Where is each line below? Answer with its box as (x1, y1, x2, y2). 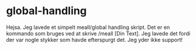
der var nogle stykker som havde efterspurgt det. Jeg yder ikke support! (6, 36, 183, 43)
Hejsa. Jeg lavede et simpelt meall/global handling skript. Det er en (6, 24, 170, 31)
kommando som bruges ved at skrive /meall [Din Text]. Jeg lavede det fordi (6, 30, 191, 37)
